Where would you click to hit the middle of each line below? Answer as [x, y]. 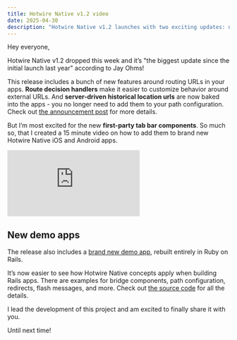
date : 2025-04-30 [33, 20]
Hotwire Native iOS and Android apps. [62, 140]
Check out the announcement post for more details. [82, 112]
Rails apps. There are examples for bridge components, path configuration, [116, 281]
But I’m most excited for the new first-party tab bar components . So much [116, 126]
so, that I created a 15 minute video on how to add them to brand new [108, 133]
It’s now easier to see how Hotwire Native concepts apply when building [112, 273]
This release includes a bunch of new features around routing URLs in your [116, 82]
